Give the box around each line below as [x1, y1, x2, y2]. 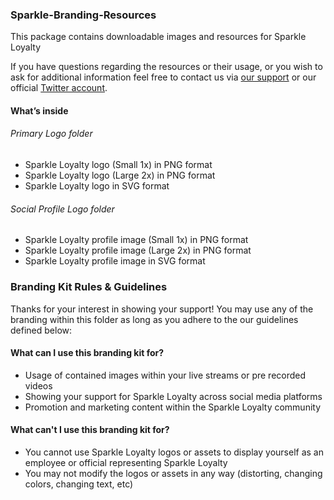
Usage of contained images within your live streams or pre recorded [24, 369, 307, 381]
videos [24, 379, 53, 392]
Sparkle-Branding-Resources [10, 8, 157, 22]
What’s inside [10, 104, 69, 117]
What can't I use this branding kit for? [10, 424, 170, 436]
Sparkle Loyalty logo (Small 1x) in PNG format [24, 159, 213, 171]
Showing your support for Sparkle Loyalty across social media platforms [24, 390, 323, 402]
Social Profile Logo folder [10, 203, 115, 215]
